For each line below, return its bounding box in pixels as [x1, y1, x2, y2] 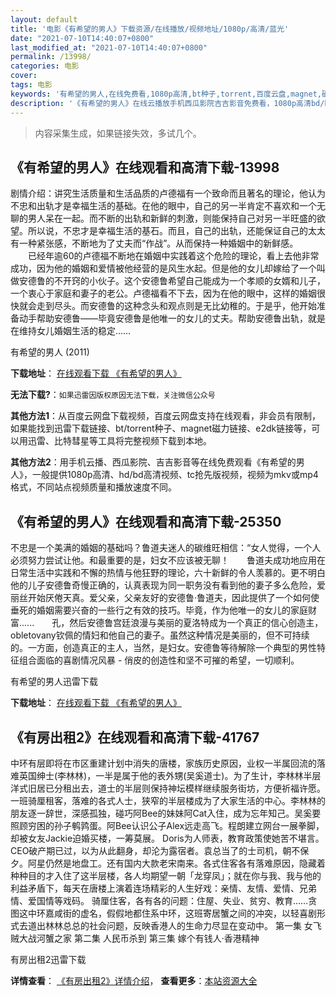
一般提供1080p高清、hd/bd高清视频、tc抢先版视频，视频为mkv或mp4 [31, 469, 319, 481]
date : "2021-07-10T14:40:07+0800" [10, 33, 155, 43]
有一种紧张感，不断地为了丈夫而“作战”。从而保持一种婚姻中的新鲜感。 [10, 237, 299, 250]
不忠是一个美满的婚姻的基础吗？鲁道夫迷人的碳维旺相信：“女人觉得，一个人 [10, 542, 322, 554]
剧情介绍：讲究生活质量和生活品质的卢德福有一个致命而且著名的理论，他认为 [10, 187, 326, 200]
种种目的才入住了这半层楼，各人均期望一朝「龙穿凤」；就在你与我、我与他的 [10, 869, 322, 881]
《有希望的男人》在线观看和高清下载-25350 [10, 513, 282, 530]
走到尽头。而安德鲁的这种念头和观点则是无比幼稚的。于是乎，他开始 [36, 300, 317, 312]
